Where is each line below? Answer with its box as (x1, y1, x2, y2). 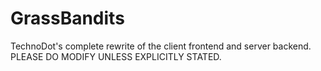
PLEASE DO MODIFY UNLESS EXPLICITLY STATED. (10, 50, 222, 62)
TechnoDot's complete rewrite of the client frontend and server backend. (10, 40, 312, 52)
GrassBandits (10, 7, 125, 30)
